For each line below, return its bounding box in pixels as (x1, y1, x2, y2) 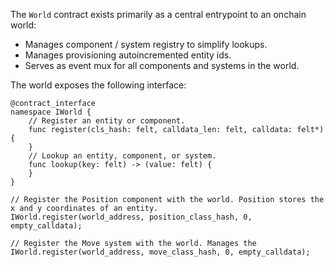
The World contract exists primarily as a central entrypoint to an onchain (10, 9, 307, 20)
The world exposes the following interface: (10, 79, 187, 91)
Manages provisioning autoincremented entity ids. (24, 49, 232, 61)
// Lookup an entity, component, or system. (28, 151, 217, 161)
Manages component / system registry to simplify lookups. (24, 39, 268, 50)
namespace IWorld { (10, 107, 92, 117)
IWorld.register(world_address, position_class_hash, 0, (10, 212, 253, 222)
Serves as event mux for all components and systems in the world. (24, 60, 300, 71)
